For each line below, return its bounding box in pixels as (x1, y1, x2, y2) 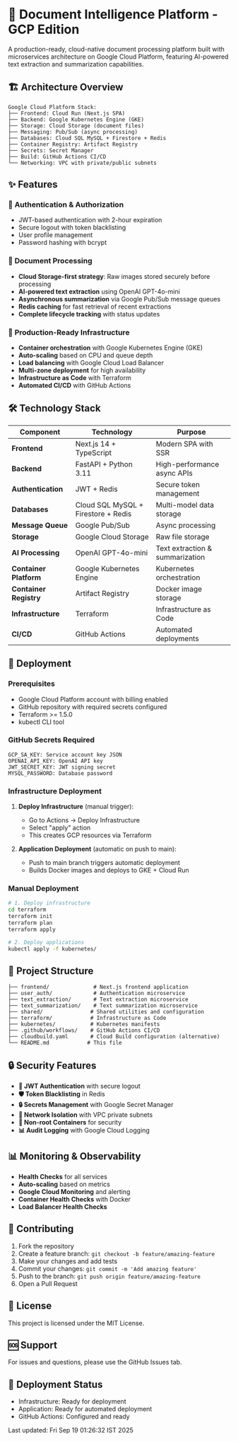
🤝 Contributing (8, 1223, 74, 1235)
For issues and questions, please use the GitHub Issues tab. (8, 1358, 182, 1367)
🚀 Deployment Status (8, 1378, 103, 1390)
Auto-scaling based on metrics (18, 1180, 110, 1188)
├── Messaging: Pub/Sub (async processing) (8, 128, 138, 135)
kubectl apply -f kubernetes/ (8, 945, 97, 953)
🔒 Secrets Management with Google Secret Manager (18, 1101, 174, 1109)
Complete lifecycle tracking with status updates (18, 309, 160, 318)
